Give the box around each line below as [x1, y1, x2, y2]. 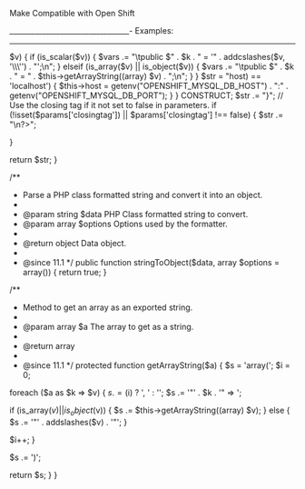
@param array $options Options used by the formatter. [22, 218, 229, 229]
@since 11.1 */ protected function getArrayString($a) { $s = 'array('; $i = [22, 360, 290, 371]
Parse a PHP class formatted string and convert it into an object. [22, 190, 263, 200]
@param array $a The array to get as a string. [22, 322, 194, 332]
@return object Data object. [22, 238, 127, 248]
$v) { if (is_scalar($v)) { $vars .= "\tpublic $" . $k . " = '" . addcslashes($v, [9, 52, 286, 62]
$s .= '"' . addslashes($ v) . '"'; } [9, 416, 128, 427]
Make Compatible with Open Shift [9, 8, 135, 18]
